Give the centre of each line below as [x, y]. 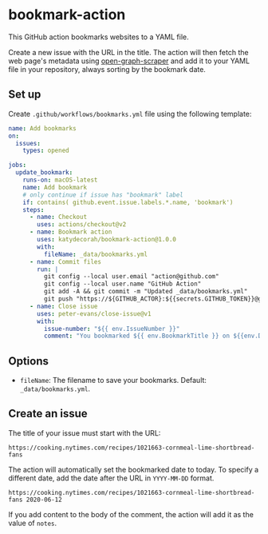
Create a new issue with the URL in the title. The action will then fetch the [128, 52]
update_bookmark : [44, 173]
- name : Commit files [65, 261]
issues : [28, 143]
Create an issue [48, 414]
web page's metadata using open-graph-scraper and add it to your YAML [129, 61]
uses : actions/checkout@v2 [82, 225]
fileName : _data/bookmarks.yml [96, 254]
